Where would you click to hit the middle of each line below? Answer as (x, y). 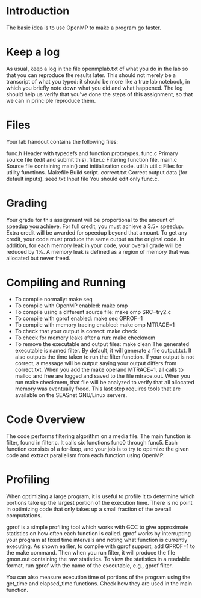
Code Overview (46, 419)
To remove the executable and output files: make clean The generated (102, 344)
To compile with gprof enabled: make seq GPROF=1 (79, 318)
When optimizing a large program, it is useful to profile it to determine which (100, 496)
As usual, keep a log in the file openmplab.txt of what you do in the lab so (97, 69)
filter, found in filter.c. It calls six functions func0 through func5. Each (92, 442)
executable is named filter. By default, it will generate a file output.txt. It (103, 350)
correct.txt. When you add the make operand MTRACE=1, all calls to (99, 369)
